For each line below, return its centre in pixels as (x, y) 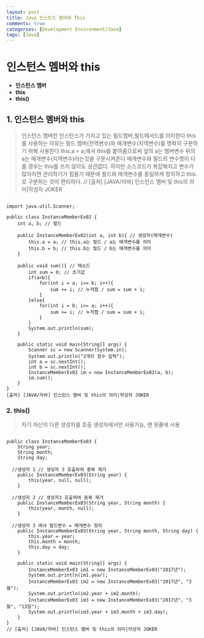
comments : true (26, 23)
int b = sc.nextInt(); (57, 367)
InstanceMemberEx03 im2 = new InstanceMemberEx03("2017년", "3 (110, 582)
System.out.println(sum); (62, 328)
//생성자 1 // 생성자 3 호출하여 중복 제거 (59, 470)
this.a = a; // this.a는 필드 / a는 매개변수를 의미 (90, 242)
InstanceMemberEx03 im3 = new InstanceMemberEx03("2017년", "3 (110, 600)
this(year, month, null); (62, 508)
